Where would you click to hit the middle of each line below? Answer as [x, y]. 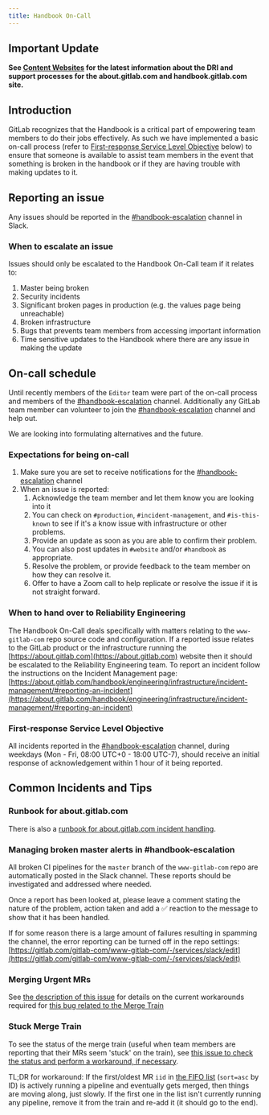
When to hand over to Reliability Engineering [97, 613]
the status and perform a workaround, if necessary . [94, 1061]
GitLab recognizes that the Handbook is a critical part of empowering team [132, 130]
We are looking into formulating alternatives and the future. [106, 434]
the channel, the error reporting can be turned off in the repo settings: [124, 942]
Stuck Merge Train [45, 1026]
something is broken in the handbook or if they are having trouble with [124, 164]
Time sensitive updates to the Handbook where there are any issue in [135, 340]
